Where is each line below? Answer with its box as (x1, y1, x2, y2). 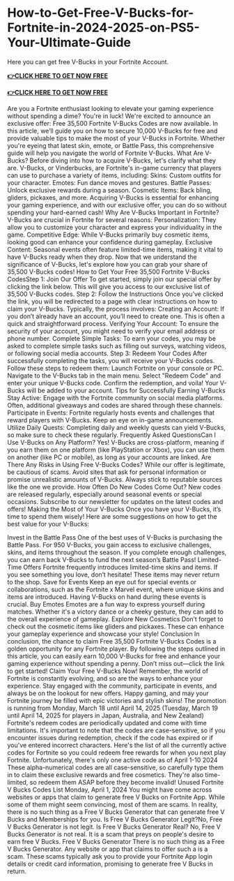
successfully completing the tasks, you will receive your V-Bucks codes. (7, 356, 215, 364)
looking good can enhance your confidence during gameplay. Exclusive (7, 237, 213, 246)
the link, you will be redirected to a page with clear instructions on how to (7, 297, 218, 305)
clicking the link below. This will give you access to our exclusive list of (7, 282, 210, 290)
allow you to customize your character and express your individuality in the (7, 223, 223, 231)
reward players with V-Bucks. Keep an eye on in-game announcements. (7, 415, 214, 424)
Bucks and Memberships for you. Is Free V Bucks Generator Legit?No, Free (7, 815, 223, 823)
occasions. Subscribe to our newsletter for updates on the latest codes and (7, 497, 224, 505)
